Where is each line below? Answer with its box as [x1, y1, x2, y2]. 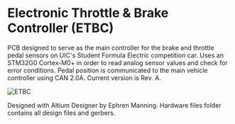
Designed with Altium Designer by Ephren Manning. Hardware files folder [7, 101, 222, 109]
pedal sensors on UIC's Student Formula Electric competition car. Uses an [7, 51, 224, 60]
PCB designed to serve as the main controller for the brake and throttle [7, 43, 214, 52]
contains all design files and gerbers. [7, 108, 116, 117]
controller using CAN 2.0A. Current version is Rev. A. [7, 73, 162, 82]
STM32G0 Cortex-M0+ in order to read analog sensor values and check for [7, 58, 229, 67]
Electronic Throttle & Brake [7, 5, 169, 21]
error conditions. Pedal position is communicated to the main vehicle [7, 66, 208, 74]
